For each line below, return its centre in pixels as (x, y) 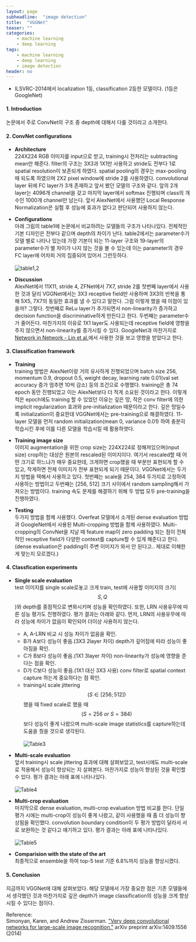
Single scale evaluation (43, 580)
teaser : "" (19, 28)
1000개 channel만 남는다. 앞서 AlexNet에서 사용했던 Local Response (105, 200)
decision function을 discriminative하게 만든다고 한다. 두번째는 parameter (99, 315)
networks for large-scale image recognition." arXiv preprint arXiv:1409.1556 (97, 927)
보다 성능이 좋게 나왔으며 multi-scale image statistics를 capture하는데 (104, 724)
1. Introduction (24, 108)
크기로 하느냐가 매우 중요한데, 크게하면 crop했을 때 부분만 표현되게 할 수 (102, 462)
